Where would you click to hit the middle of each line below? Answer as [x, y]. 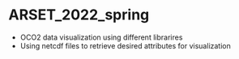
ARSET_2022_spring [79, 15]
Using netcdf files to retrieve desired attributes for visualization [125, 45]
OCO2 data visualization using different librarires [101, 37]
